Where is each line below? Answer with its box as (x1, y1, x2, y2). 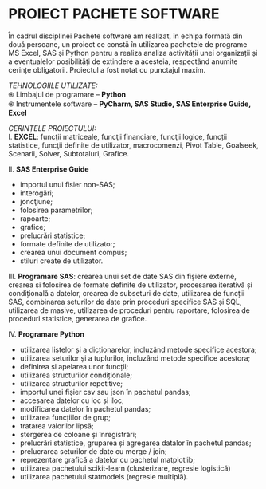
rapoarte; (19, 213, 51, 223)
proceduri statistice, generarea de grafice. (8, 314, 147, 323)
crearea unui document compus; (19, 247, 127, 257)
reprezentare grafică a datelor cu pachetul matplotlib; (19, 455, 195, 464)
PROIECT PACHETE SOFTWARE (8, 5, 220, 23)
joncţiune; (19, 196, 53, 206)
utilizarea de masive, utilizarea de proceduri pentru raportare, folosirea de (8, 305, 251, 315)
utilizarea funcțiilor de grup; (19, 412, 111, 422)
